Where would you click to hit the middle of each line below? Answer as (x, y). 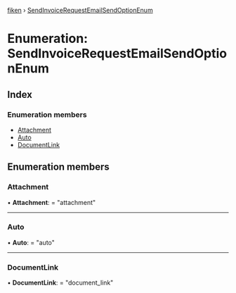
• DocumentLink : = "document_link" (60, 283)
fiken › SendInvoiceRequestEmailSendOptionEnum (80, 10)
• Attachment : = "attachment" (52, 202)
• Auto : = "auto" (31, 242)
